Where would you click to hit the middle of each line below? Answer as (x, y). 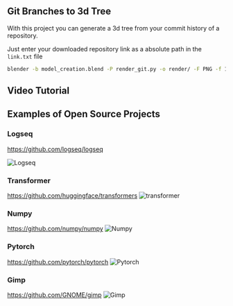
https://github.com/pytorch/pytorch (58, 262)
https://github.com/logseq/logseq (55, 149)
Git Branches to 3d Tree (59, 11)
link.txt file (25, 56)
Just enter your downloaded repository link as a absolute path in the (105, 49)
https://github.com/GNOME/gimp (54, 295)
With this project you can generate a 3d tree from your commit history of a (113, 28)
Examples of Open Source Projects (84, 114)
